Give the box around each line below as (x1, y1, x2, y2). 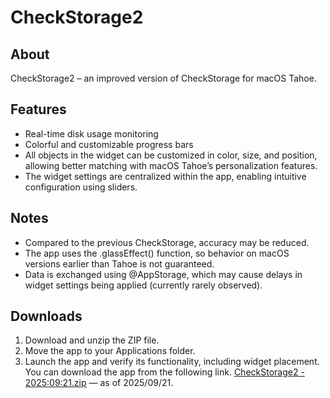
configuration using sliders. (24, 181, 138, 193)
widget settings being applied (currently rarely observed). (24, 279, 263, 291)
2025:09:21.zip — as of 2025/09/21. (24, 377, 174, 389)
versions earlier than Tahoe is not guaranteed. (24, 257, 215, 270)
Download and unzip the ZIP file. (24, 334, 160, 346)
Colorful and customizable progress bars (24, 138, 194, 150)
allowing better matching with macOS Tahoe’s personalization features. (24, 159, 318, 171)
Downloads (10, 308, 83, 325)
